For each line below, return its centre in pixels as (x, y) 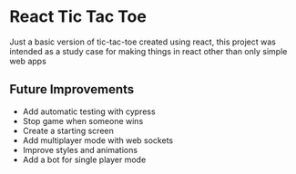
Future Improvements (72, 89)
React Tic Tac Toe (78, 17)
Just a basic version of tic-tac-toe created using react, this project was (143, 42)
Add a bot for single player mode (84, 159)
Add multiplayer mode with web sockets (98, 140)
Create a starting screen (68, 130)
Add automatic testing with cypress (89, 111)
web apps (28, 61)
